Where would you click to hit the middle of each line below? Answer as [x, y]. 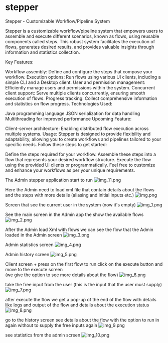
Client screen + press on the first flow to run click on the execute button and [84, 264]
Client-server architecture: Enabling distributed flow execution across [77, 128]
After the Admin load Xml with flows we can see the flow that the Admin [79, 230]
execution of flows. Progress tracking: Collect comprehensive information [81, 98]
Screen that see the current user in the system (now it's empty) [71, 204]
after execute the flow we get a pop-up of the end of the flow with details [81, 299]
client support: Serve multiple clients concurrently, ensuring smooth [75, 93]
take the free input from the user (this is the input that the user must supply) [83, 284]
